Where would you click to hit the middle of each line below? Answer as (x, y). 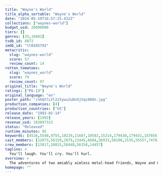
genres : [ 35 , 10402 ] (25, 37)
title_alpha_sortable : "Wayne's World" (45, 14)
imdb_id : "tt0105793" (27, 46)
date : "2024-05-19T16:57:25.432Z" (40, 18)
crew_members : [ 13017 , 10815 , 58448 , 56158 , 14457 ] (54, 145)
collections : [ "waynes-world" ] (37, 23)
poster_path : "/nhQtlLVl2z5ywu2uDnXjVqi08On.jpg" (56, 100)
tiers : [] (15, 32)
